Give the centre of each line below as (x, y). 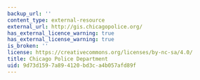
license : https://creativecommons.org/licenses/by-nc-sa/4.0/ (100, 53)
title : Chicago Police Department (58, 59)
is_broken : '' (28, 46)
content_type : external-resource (56, 20)
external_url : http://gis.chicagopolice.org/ (75, 26)
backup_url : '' (29, 14)
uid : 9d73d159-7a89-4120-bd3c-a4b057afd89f (72, 65)
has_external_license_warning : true (61, 40)
